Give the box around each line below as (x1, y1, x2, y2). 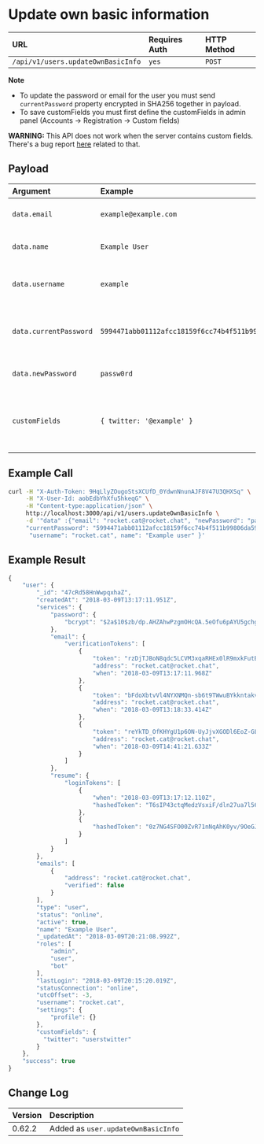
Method (205, 43, 236, 54)
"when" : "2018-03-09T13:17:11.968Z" (92, 669, 213, 677)
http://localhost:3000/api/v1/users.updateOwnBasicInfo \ (25, 509, 220, 517)
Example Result (8, 553, 86, 567)
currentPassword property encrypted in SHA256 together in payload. (19, 98, 241, 108)
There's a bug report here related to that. (8, 139, 141, 149)
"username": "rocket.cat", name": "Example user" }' (28, 531, 206, 539)
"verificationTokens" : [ (64, 640, 146, 648)
